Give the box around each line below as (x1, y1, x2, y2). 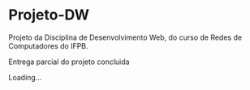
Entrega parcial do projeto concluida (8, 57, 130, 66)
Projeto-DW (8, 6, 90, 24)
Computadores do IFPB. (8, 41, 88, 50)
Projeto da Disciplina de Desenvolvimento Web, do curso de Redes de (8, 32, 242, 42)
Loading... (8, 72, 42, 82)
